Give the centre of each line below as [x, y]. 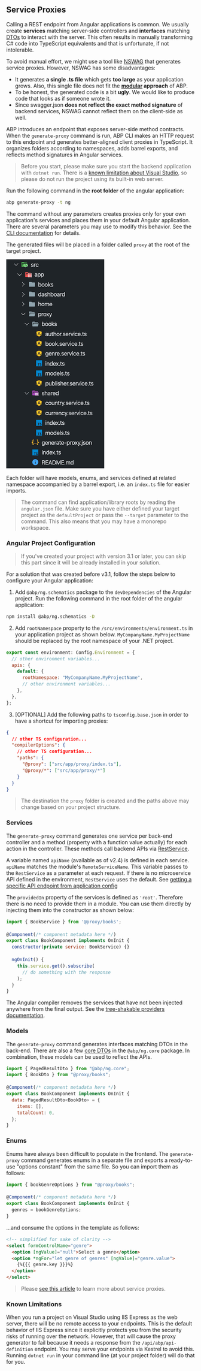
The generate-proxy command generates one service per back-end [89, 836]
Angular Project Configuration [51, 543]
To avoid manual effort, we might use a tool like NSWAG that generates [94, 61]
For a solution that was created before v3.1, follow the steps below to [91, 574]
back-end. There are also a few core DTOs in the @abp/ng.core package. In [98, 1050]
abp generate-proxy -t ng [38, 202]
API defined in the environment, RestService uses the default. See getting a [99, 879]
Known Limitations [34, 1304]
